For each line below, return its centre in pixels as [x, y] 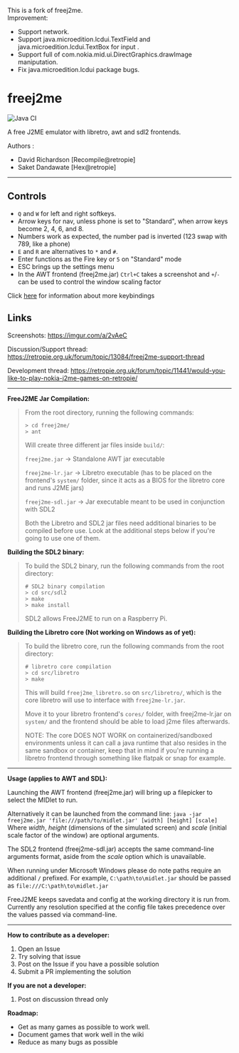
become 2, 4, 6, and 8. [51, 228]
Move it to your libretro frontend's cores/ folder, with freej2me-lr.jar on [128, 713]
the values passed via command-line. [62, 914]
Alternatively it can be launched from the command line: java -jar [105, 813]
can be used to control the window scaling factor [89, 282]
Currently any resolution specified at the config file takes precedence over [116, 907]
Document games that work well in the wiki [81, 1034]
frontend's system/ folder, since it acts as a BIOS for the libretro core [125, 480]
